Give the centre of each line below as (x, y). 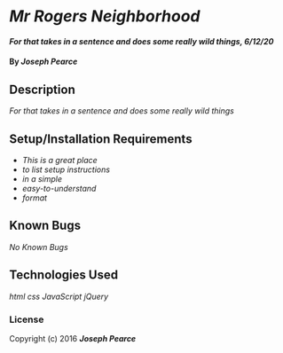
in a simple (42, 179)
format (34, 198)
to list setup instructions (66, 169)
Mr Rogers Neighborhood (105, 16)
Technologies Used (63, 275)
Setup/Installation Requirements (101, 139)
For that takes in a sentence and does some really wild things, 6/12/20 (141, 41)
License (27, 319)
